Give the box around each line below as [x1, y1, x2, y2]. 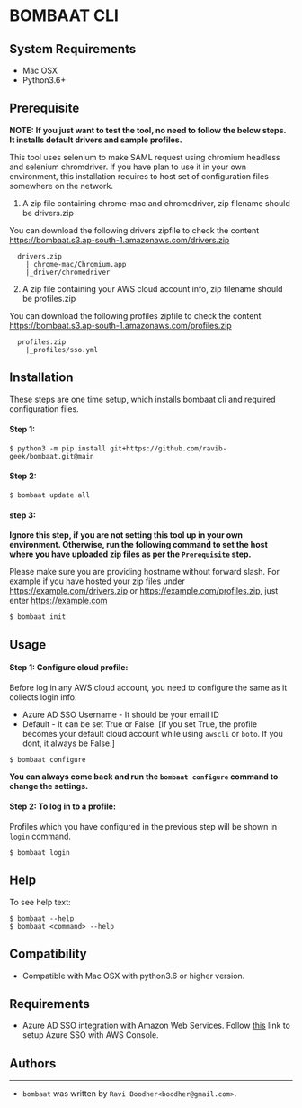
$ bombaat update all [9, 491, 91, 500]
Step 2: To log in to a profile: [9, 801, 117, 812]
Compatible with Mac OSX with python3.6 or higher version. [22, 970, 245, 981]
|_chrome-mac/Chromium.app [25, 259, 127, 268]
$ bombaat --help [9, 913, 75, 923]
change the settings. [9, 780, 88, 791]
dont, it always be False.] [22, 738, 115, 749]
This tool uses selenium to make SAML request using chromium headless [9, 151, 280, 162]
